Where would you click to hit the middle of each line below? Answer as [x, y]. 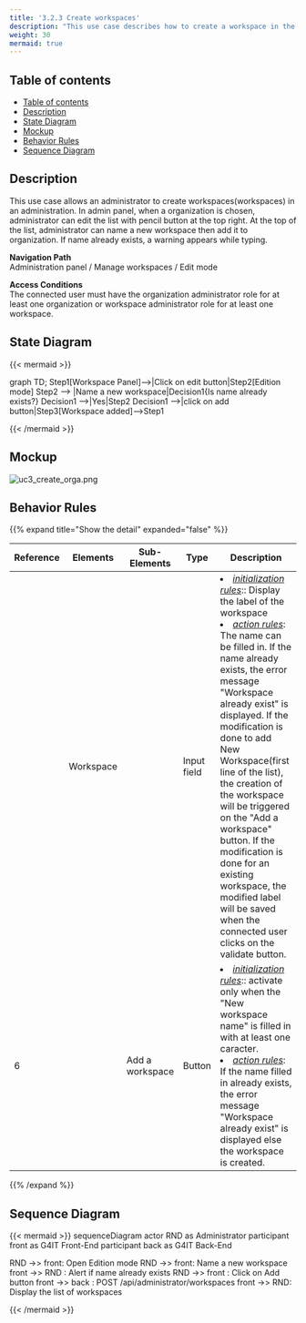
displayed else [251, 1140]
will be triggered [255, 807]
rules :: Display [250, 590]
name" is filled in [255, 1026]
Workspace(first [255, 761]
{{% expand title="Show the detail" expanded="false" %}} [119, 530]
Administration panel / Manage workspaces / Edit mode [114, 267]
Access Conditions [46, 284]
